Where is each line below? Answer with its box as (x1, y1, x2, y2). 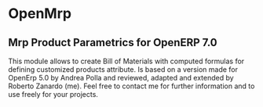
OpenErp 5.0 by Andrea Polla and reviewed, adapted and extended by (8, 73, 234, 82)
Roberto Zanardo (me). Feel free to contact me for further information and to (8, 81, 255, 91)
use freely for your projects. (8, 90, 98, 98)
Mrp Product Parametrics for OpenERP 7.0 (8, 36, 217, 49)
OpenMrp (8, 5, 72, 23)
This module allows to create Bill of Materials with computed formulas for (8, 56, 245, 66)
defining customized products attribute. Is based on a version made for (8, 65, 238, 74)
